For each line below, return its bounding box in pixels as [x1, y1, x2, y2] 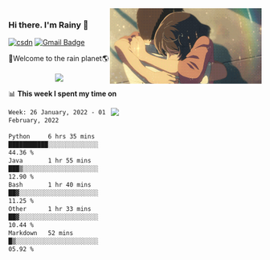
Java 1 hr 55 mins [8, 157, 92, 165]
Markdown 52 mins [8, 229, 74, 237]
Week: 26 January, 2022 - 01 [8, 109, 106, 117]
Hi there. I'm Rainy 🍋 [8, 19, 89, 31]
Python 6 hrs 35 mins [8, 133, 95, 141]
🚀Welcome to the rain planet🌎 [8, 54, 109, 64]
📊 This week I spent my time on [8, 89, 117, 99]
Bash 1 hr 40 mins [8, 181, 92, 189]
